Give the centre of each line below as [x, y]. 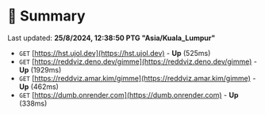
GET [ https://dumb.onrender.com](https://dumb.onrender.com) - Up [129, 95]
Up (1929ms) [40, 69]
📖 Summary [46, 16]
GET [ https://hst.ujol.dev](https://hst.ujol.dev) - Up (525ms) [115, 53]
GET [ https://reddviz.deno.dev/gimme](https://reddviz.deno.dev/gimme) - [138, 61]
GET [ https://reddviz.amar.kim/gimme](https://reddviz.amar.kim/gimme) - [137, 78]
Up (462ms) [38, 87]
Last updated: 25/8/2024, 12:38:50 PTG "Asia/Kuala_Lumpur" [111, 38]
